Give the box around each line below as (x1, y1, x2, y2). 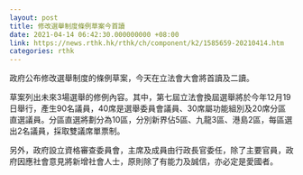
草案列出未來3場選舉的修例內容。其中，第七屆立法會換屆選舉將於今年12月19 (9, 92, 291, 103)
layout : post (9, 13, 59, 23)
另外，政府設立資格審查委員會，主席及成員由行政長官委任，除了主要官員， (9, 145, 286, 156)
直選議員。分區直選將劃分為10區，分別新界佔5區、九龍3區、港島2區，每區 (9, 115, 286, 125)
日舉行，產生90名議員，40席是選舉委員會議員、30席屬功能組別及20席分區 (9, 103, 287, 114)
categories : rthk (9, 47, 75, 56)
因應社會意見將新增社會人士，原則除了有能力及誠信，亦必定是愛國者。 (16, 156, 278, 167)
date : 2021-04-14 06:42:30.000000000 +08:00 (9, 30, 179, 39)
